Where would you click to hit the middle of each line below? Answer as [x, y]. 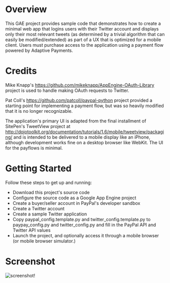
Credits [21, 71]
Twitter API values [31, 230]
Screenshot [30, 261]
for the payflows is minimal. [34, 148]
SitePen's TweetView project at [38, 126]
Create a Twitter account [39, 208]
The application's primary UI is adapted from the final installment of [76, 121]
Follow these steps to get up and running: [49, 182]
